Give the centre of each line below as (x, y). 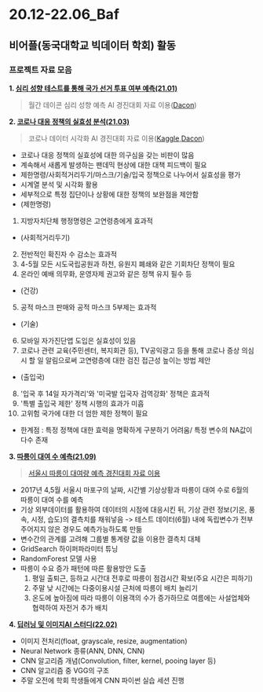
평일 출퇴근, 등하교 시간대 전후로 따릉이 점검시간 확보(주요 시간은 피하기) (142, 578)
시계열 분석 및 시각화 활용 (59, 184)
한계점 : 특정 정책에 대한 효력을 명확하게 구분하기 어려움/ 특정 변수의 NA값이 (136, 430)
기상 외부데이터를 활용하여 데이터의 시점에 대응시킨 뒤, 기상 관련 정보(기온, (133, 509)
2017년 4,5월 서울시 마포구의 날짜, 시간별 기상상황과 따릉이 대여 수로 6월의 (135, 489)
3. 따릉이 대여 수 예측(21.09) (53, 456)
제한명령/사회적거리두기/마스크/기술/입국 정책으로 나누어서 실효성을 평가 (130, 174)
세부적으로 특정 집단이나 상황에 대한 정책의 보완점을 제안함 (110, 194)
